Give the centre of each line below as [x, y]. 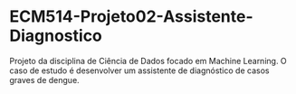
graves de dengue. [44, 80]
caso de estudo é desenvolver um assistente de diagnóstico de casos [139, 70]
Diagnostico [56, 36]
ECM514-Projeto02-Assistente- [131, 17]
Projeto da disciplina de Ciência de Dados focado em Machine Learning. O [148, 61]
